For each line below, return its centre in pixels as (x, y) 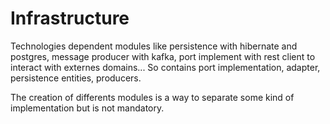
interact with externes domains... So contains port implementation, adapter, (165, 67)
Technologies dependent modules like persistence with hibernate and (154, 46)
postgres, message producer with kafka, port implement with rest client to (163, 56)
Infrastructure (70, 18)
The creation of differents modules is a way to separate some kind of (152, 97)
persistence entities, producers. (76, 78)
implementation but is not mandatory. (87, 108)
